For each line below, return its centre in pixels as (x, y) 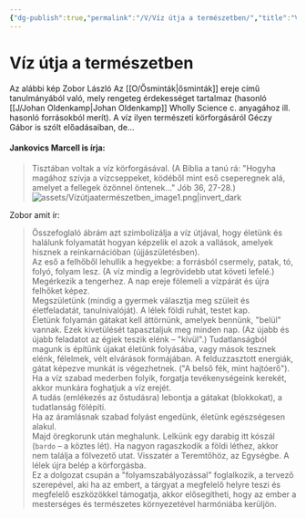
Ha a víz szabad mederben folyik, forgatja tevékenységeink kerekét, (159, 378)
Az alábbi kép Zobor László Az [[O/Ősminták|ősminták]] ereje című (135, 88)
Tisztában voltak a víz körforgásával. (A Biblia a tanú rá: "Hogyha (153, 168)
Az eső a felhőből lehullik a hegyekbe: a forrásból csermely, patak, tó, (162, 262)
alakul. (44, 426)
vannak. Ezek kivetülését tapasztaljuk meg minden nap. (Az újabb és (160, 329)
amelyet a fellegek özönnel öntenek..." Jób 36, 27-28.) (133, 187)
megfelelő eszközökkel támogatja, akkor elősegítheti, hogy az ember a (164, 494)
